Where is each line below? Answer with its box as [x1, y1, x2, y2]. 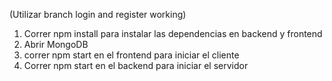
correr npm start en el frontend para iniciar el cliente [23, 49, 240, 61]
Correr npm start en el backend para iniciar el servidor [23, 60, 249, 71]
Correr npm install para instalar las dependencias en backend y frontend [23, 28, 323, 39]
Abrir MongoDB [23, 39, 89, 50]
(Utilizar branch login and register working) [9, 9, 187, 20]
